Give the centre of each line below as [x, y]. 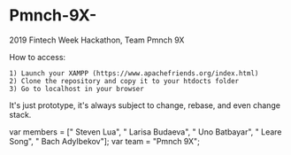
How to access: [38, 57]
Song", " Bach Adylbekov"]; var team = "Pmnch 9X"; [105, 141]
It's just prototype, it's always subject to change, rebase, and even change [145, 105]
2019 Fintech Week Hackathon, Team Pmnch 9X [97, 40]
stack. [20, 114]
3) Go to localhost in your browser [77, 89]
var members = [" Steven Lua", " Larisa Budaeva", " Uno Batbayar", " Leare [145, 132]
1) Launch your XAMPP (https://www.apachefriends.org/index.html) [134, 73]
